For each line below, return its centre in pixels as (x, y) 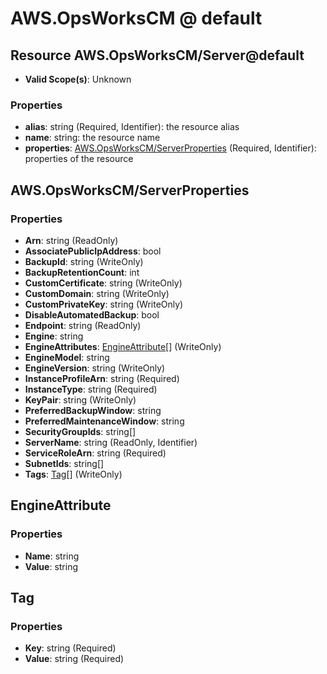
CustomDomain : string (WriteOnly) (97, 293)
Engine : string (54, 336)
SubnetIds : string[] (64, 463)
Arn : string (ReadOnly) (71, 240)
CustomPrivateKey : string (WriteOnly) (104, 304)
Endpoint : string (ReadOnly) (83, 325)
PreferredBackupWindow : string (93, 410)
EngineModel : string (67, 357)
